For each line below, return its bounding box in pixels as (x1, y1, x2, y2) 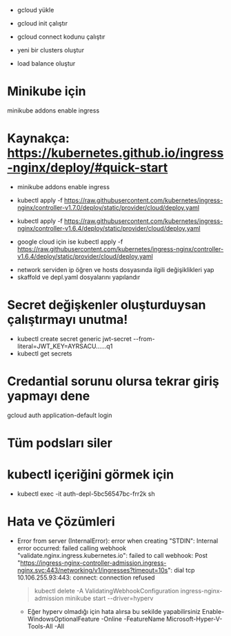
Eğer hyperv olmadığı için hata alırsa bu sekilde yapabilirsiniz (27, 607, 201, 615)
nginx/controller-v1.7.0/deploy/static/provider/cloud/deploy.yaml (17, 203, 200, 211)
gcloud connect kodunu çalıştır (17, 32, 106, 41)
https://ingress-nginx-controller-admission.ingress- (20, 559, 167, 567)
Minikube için (7, 84, 86, 99)
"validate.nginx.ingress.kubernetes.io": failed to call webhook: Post (17, 551, 208, 559)
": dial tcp (168, 566, 195, 574)
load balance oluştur (17, 59, 76, 68)
